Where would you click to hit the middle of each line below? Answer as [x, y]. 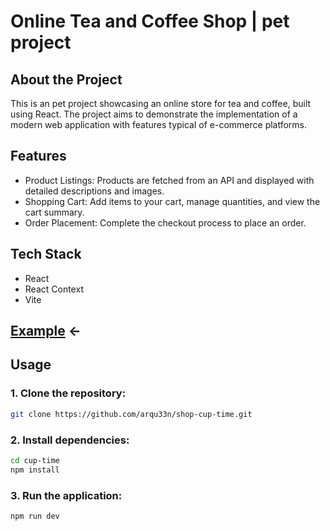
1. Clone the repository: [68, 393]
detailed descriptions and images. [94, 191]
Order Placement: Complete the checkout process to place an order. [165, 222]
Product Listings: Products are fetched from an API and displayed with [169, 180]
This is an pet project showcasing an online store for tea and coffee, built [161, 103]
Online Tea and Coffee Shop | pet [150, 21]
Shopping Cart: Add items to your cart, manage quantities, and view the [172, 201]
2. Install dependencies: [70, 440]
